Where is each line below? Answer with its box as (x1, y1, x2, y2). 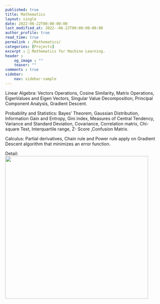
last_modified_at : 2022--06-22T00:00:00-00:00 (5, 26, 103, 31)
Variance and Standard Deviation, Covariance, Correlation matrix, (5, 121, 139, 126)
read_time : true (5, 35, 39, 40)
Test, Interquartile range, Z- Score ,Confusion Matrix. (20, 126, 129, 132)
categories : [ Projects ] (5, 44, 55, 49)
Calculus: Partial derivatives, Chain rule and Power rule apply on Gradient (5, 135, 156, 141)
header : (5, 53, 23, 59)
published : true (5, 7, 39, 12)
